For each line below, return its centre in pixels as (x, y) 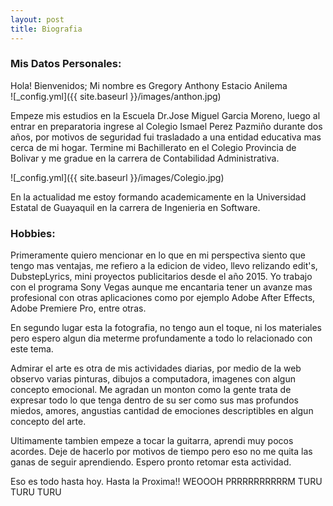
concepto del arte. (48, 422)
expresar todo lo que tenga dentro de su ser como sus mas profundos (154, 400)
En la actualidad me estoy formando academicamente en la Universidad (158, 197)
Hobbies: (33, 233)
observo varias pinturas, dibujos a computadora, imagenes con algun (153, 379)
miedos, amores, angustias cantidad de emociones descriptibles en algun (162, 411)
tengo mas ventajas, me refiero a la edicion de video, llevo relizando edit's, (164, 266)
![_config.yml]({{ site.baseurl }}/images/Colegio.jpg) (117, 177)
